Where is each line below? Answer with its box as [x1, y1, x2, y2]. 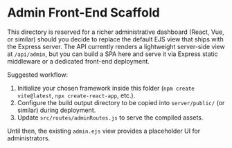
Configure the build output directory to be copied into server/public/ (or [17, 98, 225, 107]
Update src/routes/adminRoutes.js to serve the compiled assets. [17, 113, 204, 122]
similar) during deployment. [17, 106, 96, 114]
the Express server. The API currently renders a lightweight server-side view [7, 42, 225, 50]
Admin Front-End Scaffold [7, 5, 161, 21]
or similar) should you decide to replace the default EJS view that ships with [7, 35, 224, 43]
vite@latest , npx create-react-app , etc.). [17, 91, 136, 100]
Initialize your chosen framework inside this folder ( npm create [17, 84, 195, 92]
